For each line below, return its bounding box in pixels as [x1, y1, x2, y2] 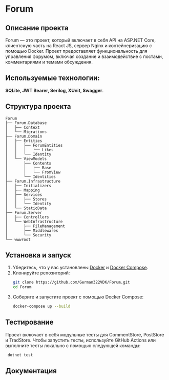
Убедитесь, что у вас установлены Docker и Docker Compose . [12, 265, 149, 271]
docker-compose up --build [12, 304, 71, 309]
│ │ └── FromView [5, 170, 60, 175]
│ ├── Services [5, 192, 43, 197]
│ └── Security [5, 232, 52, 237]
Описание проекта [5, 24, 69, 32]
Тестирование [5, 318, 54, 327]
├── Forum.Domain [5, 134, 43, 139]
